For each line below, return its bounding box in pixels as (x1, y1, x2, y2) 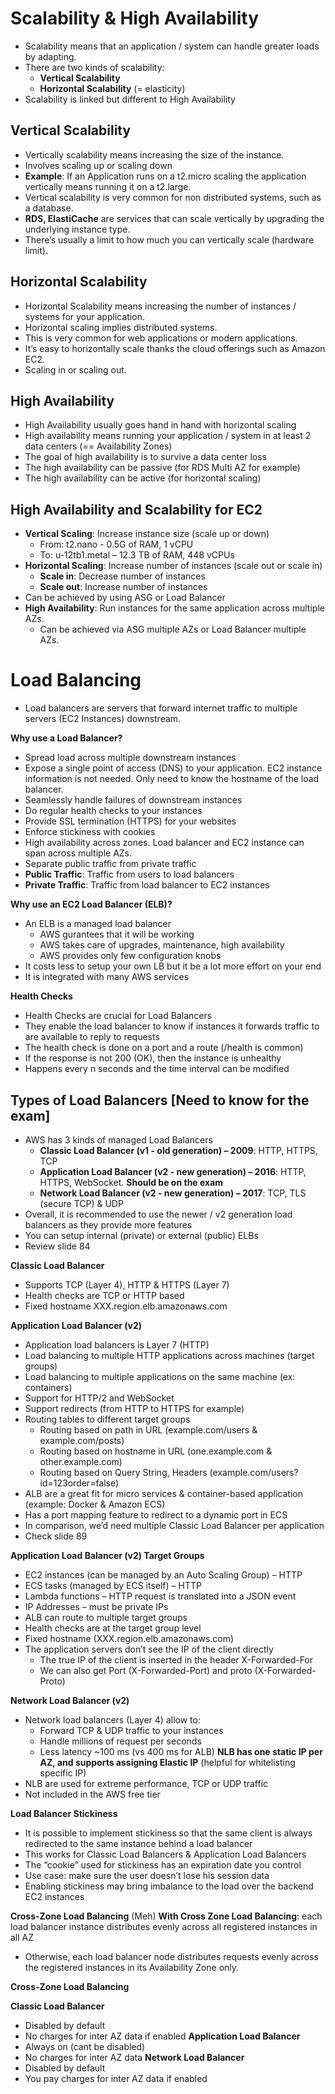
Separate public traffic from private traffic (24, 858, 197, 870)
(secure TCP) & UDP (39, 1197, 124, 1209)
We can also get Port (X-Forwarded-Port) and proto (39, 1664, 253, 1676)
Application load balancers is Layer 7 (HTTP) (24, 1338, 210, 1351)
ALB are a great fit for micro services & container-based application (24, 1487, 304, 1499)
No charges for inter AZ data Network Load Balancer (24, 2051, 245, 2063)
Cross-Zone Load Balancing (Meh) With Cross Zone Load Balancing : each (10, 1910, 323, 1922)
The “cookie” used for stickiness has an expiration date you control (24, 1858, 302, 1871)
